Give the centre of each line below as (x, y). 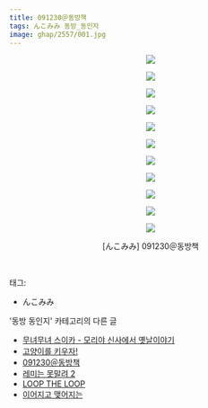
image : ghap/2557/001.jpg (57, 34)
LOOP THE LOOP (54, 384)
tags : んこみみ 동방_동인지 (54, 26)
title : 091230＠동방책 (48, 18)
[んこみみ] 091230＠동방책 (150, 246)
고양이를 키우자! (50, 351)
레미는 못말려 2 (49, 374)
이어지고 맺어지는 (52, 395)
